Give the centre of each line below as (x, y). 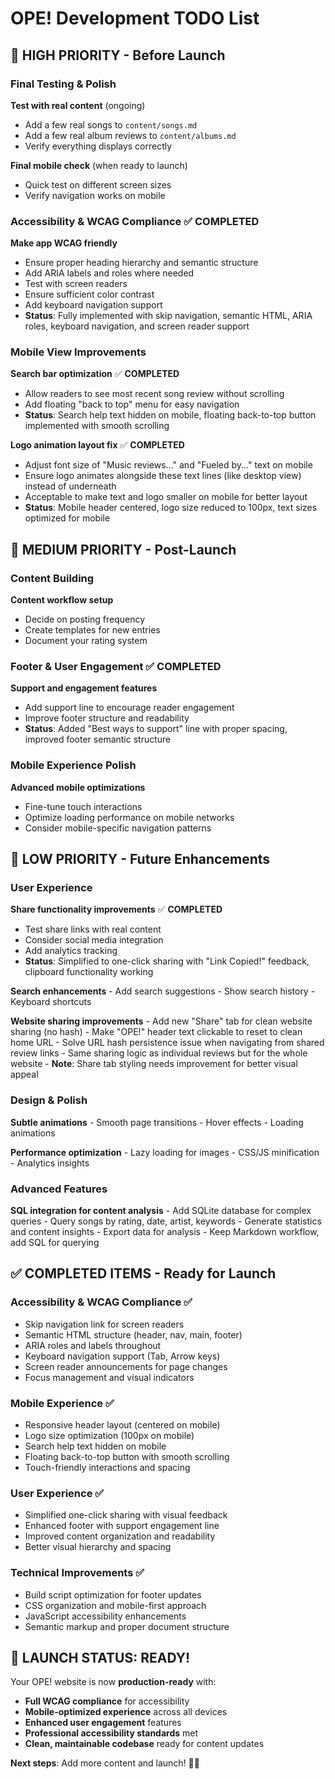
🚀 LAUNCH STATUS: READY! (100, 1658)
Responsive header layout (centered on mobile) (122, 1425)
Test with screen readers (76, 284)
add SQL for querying (55, 1243)
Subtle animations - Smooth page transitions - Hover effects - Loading (157, 1122)
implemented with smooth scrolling (97, 426)
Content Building (52, 578)
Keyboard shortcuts (51, 1002)
